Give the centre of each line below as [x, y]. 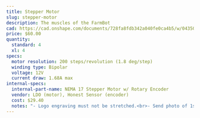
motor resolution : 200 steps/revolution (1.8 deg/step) [82, 61]
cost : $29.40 [28, 100]
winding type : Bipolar [40, 67]
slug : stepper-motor [32, 17]
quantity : [18, 39]
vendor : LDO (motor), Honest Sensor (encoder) [70, 95]
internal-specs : [26, 84]
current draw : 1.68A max [42, 78]
